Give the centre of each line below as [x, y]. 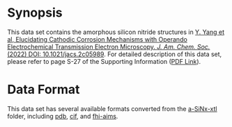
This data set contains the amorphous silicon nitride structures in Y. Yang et [116, 32]
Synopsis [35, 13]
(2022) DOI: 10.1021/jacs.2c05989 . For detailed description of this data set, [115, 54]
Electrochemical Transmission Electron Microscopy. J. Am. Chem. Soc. [109, 46]
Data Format [44, 90]
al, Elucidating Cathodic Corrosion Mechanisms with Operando [98, 39]
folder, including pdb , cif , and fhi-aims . [63, 116]
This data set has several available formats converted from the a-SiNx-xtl [112, 108]
